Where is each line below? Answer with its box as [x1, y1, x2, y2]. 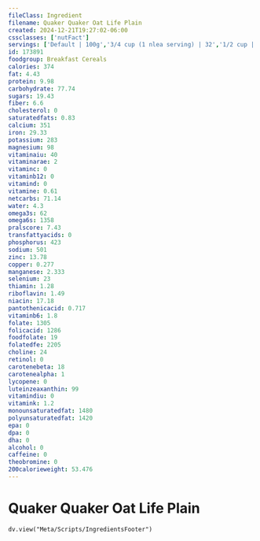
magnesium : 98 [8, 143, 55, 151]
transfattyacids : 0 [8, 232, 72, 239]
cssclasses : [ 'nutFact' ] [8, 33, 90, 42]
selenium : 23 [8, 275, 51, 283]
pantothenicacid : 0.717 [8, 304, 86, 312]
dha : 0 [8, 436, 30, 444]
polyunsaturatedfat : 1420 [8, 414, 93, 422]
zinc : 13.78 [8, 253, 47, 261]
